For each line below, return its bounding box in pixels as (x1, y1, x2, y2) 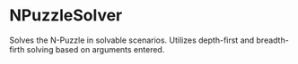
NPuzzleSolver (9, 5, 123, 26)
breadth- (256, 35, 289, 45)
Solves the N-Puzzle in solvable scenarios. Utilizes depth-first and (9, 35, 255, 45)
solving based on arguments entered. (26, 44, 165, 54)
